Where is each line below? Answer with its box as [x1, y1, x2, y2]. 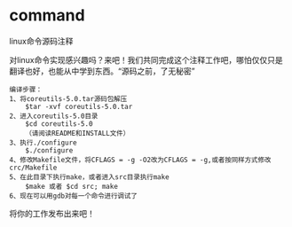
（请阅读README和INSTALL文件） [25, 129, 130, 137]
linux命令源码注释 [9, 35, 74, 46]
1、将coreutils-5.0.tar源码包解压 [9, 94, 128, 103]
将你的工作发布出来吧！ [9, 207, 95, 218]
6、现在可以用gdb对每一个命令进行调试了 [9, 192, 138, 200]
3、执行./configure [9, 138, 77, 147]
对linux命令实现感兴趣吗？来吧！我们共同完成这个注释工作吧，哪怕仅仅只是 [9, 54, 283, 65]
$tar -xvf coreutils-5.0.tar [25, 102, 133, 111]
